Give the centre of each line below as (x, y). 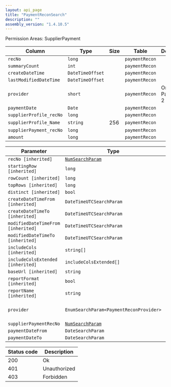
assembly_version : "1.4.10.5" (37, 24)
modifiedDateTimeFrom (34, 224)
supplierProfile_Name (34, 123)
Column (35, 51)
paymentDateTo (25, 338)
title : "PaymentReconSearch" (36, 15)
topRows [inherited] (33, 185)
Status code (23, 352)
